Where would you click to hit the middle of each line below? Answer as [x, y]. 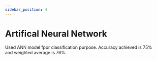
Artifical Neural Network [56, 33]
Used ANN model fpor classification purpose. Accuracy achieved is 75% [79, 47]
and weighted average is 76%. [36, 52]
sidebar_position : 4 [26, 10]
